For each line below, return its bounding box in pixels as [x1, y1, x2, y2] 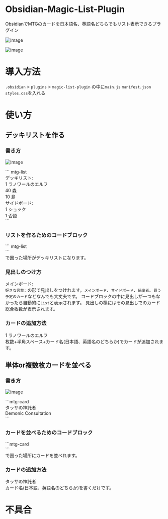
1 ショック [5, 206, 26, 212]
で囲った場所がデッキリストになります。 [5, 255, 89, 261]
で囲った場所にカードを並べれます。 [5, 452, 80, 458]
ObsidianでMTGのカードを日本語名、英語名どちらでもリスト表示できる [5, 21, 152, 27]
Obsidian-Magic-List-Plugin [5, 4, 125, 15]
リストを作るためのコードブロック [5, 231, 88, 238]
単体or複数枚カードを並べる [5, 361, 92, 370]
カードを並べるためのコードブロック [5, 429, 93, 436]
